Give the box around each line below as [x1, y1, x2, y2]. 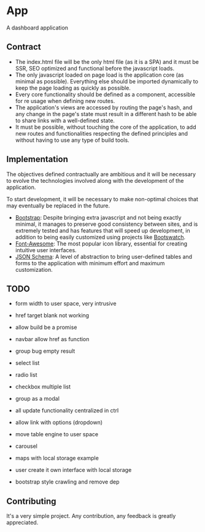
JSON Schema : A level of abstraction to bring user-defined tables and [15, 253, 192, 260]
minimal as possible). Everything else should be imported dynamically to [15, 77, 198, 85]
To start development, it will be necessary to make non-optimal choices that [6, 195, 198, 202]
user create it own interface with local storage [15, 466, 132, 474]
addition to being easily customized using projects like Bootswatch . [15, 233, 186, 241]
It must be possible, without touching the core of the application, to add [15, 123, 196, 131]
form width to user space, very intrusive [15, 300, 117, 307]
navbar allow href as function [15, 336, 90, 343]
